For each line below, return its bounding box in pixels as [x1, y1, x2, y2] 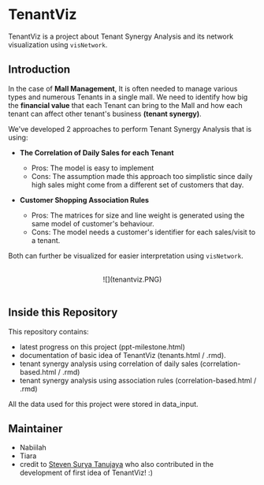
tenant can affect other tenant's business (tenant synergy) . [8, 109, 203, 118]
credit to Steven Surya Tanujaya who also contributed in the [19, 460, 214, 469]
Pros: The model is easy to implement [31, 163, 154, 173]
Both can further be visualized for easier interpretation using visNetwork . [8, 251, 244, 260]
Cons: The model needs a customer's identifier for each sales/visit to [31, 227, 256, 237]
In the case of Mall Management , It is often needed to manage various [8, 84, 238, 93]
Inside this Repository [8, 306, 118, 319]
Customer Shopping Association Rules [19, 195, 150, 204]
